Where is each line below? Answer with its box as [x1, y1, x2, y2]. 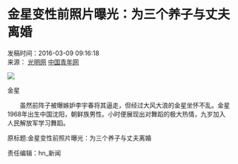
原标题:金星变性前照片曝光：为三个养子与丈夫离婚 [7, 134, 152, 142]
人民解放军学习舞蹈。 [7, 118, 69, 127]
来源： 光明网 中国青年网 [7, 57, 79, 66]
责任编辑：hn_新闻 [7, 148, 61, 157]
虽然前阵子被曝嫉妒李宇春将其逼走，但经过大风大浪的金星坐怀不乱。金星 [19, 100, 230, 110]
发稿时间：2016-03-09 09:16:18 [7, 49, 100, 57]
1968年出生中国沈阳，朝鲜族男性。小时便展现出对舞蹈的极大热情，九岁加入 [7, 110, 226, 118]
